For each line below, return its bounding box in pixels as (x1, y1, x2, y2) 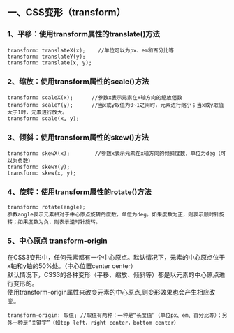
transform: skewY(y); (7, 163, 71, 171)
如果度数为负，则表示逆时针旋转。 (17, 219, 101, 225)
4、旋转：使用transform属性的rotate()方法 (7, 187, 152, 197)
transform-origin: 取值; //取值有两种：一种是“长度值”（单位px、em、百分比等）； (7, 311, 222, 319)
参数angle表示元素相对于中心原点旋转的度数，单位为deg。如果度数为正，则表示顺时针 (7, 211, 220, 218)
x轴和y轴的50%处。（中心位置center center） (7, 261, 137, 270)
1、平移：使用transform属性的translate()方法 (7, 29, 161, 39)
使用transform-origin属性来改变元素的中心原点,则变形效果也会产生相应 (7, 288, 210, 296)
